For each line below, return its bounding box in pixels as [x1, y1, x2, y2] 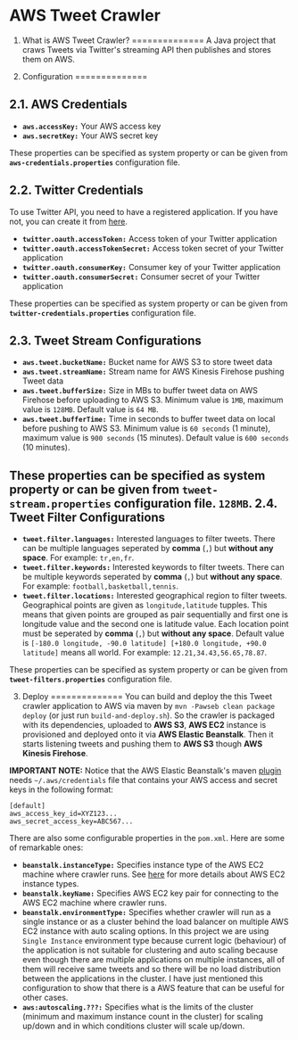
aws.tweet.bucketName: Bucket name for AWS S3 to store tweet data [21, 357, 273, 367]
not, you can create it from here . [9, 216, 128, 227]
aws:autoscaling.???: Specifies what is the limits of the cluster [21, 1002, 254, 1012]
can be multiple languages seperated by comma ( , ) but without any [21, 543, 274, 554]
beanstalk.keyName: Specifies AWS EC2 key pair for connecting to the [21, 888, 279, 899]
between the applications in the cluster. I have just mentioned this [21, 973, 263, 984]
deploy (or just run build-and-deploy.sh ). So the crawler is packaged [21, 710, 275, 721]
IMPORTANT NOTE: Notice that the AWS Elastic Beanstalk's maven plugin [9, 765, 282, 776]
